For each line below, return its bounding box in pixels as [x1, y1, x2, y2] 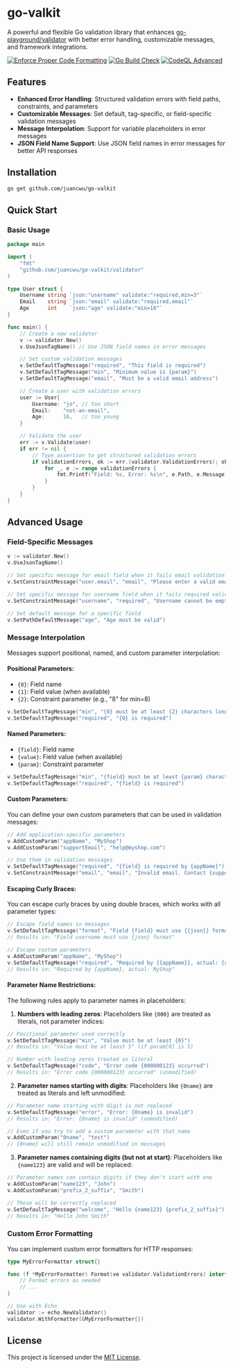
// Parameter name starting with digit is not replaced [7, 1102, 172, 1109]
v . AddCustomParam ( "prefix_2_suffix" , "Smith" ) [7, 1187, 144, 1194]
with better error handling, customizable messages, [68, 35, 216, 43]
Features [7, 76, 46, 88]
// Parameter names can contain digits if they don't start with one [7, 1174, 213, 1181]
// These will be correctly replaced [7, 1199, 116, 1207]
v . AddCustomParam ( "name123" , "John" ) [7, 1180, 116, 1187]
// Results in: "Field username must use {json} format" [7, 934, 175, 941]
